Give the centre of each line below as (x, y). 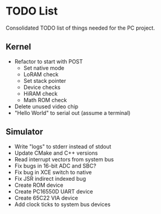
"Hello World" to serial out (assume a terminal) (72, 112)
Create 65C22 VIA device (46, 198)
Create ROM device (39, 185)
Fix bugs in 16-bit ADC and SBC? (55, 166)
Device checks (42, 87)
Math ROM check (45, 100)
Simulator (25, 132)
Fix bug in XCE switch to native (53, 172)
